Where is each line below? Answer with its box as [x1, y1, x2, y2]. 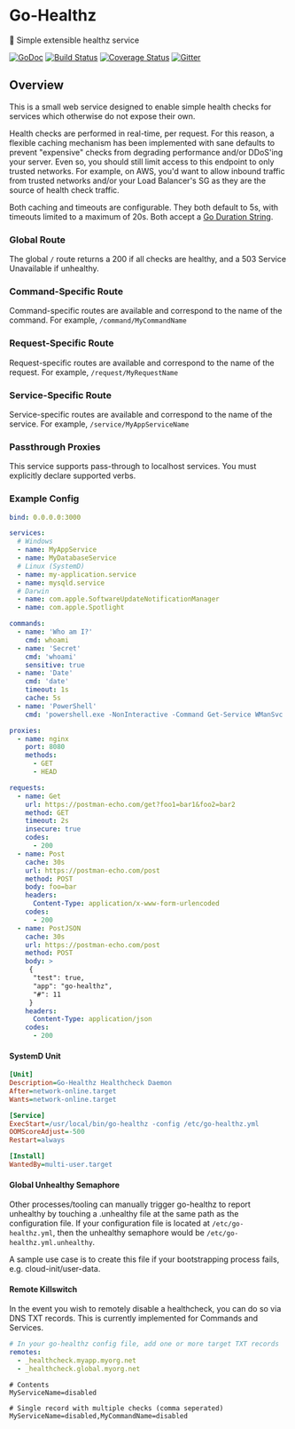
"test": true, [32, 974, 86, 983]
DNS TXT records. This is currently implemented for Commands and [9, 1313, 259, 1324]
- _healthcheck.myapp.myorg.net [17, 1356, 137, 1365]
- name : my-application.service [17, 570, 137, 579]
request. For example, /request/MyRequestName [9, 366, 179, 378]
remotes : [9, 1348, 42, 1357]
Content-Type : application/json [32, 1015, 152, 1024]
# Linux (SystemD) [17, 562, 86, 571]
